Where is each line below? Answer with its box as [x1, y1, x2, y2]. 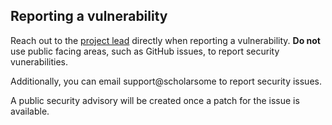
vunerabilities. [10, 55, 69, 68]
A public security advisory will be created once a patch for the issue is [10, 94, 300, 106]
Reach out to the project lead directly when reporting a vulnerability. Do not [10, 34, 321, 46]
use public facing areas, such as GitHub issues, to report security [10, 45, 280, 57]
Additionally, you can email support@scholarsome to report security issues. [10, 75, 322, 87]
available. [10, 105, 50, 117]
